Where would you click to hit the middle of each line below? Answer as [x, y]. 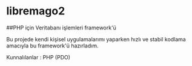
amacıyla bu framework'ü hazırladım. [52, 46]
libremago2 [36, 11]
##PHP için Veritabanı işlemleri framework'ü [61, 28]
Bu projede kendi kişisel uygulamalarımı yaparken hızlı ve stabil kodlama [96, 39]
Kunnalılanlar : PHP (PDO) [38, 57]
